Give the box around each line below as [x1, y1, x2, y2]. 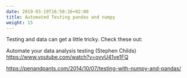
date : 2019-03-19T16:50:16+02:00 [6, 8, 89, 15]
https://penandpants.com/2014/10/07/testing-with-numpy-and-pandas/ [6, 65, 182, 72]
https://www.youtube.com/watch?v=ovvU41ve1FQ [6, 54, 129, 61]
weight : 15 [6, 19, 33, 25]
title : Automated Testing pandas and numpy [6, 14, 116, 20]
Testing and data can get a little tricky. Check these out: [6, 36, 142, 43]
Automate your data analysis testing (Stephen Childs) [6, 47, 137, 54]
